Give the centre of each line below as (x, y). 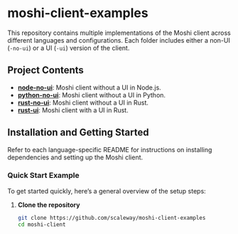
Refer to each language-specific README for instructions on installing (110, 149)
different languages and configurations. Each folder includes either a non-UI (119, 40)
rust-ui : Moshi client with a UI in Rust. (73, 110)
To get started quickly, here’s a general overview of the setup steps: (107, 191)
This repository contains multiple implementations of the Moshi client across (119, 33)
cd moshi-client (42, 224)
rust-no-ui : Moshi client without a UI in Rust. (83, 102)
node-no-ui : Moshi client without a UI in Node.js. (89, 87)
